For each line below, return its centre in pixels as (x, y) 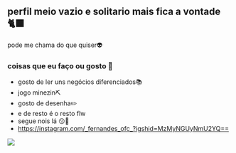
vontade (202, 12)
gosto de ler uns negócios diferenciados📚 (80, 82)
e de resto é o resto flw (52, 114)
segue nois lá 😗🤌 (43, 121)
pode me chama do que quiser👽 (55, 45)
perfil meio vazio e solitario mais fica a (94, 12)
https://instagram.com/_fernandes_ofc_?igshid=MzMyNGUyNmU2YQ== (123, 129)
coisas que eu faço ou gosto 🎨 (60, 65)
